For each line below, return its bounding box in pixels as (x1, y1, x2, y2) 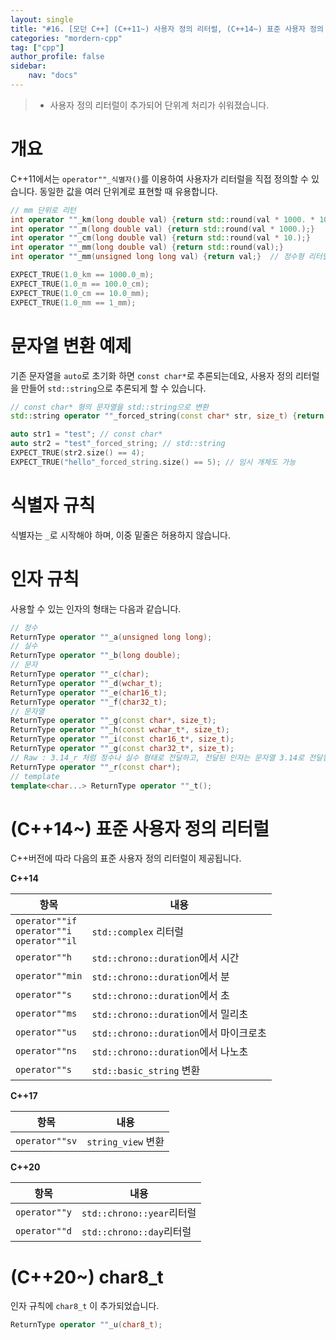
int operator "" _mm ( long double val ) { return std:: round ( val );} (10, 242, 284, 253)
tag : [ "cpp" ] (10, 42, 65, 53)
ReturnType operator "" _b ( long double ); (10, 651, 182, 661)
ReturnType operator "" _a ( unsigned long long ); (10, 632, 213, 642)
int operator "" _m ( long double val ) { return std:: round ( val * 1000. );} (10, 224, 316, 234)
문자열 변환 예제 (10, 334, 132, 357)
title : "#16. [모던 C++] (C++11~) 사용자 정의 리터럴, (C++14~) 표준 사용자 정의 (10, 24, 324, 34)
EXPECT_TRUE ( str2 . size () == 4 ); (10, 448, 145, 458)
